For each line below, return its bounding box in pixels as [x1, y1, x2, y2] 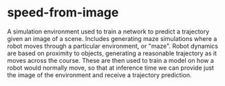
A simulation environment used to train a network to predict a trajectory [7, 27, 210, 35]
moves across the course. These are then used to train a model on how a [7, 56, 215, 64]
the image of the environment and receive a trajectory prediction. [7, 70, 192, 79]
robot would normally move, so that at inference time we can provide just [7, 63, 215, 72]
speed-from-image [7, 5, 119, 20]
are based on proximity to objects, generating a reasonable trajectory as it [7, 49, 217, 57]
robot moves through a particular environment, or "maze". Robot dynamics [7, 42, 219, 50]
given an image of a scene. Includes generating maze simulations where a [7, 34, 217, 42]
